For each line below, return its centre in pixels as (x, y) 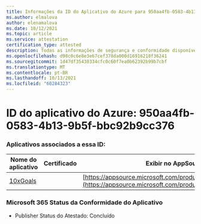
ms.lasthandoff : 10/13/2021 (41, 78)
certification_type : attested (44, 45)
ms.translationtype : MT (36, 67)
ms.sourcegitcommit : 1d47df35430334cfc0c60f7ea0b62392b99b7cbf (87, 61)
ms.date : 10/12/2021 (32, 28)
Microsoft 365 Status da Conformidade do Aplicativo (85, 203)
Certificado (60, 163)
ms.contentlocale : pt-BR (37, 73)
